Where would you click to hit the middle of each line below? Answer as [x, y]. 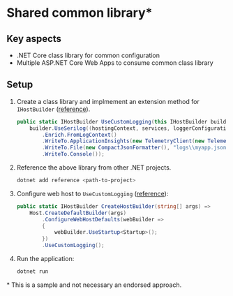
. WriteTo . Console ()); [74, 154]
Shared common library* [80, 13]
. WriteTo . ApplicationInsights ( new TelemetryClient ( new [123, 141]
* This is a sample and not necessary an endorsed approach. [94, 285]
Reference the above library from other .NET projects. [94, 168]
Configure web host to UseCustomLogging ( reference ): [92, 193]
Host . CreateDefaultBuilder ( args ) [78, 213]
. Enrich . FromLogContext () [80, 135]
